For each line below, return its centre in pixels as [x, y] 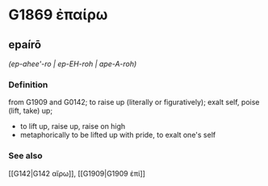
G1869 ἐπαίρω [58, 15]
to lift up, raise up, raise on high [73, 126]
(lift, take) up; [31, 111]
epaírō [25, 45]
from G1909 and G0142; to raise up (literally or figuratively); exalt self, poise [134, 102]
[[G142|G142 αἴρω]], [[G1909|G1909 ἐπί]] [77, 173]
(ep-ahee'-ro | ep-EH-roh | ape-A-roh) [73, 64]
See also [25, 156]
